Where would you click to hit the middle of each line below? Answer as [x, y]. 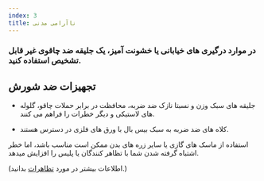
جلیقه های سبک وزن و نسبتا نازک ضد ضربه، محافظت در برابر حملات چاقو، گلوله [138, 106]
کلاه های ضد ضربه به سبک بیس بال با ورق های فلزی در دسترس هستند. [124, 129]
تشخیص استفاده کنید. [45, 60]
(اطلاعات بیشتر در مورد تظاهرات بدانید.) [68, 168]
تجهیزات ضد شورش [52, 86]
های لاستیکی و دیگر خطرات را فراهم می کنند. [87, 114]
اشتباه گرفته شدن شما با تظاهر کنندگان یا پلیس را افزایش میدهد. [104, 153]
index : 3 [23, 15]
